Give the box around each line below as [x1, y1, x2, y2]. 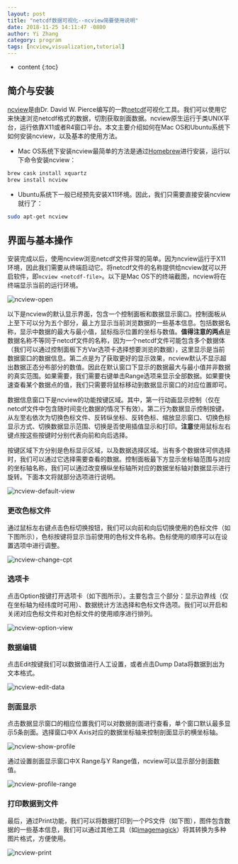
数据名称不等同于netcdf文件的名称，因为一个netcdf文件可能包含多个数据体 [7, 336, 225, 345]
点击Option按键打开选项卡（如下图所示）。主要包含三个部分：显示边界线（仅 [7, 591, 229, 600]
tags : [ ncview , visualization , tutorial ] [7, 43, 125, 50]
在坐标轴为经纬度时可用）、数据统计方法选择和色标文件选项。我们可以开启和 [7, 600, 228, 609]
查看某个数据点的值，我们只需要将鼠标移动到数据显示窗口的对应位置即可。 [13, 380, 231, 390]
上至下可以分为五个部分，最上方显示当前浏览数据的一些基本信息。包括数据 [7, 319, 225, 327]
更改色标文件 [7, 506, 52, 516]
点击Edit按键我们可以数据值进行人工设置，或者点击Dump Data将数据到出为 [7, 660, 225, 669]
